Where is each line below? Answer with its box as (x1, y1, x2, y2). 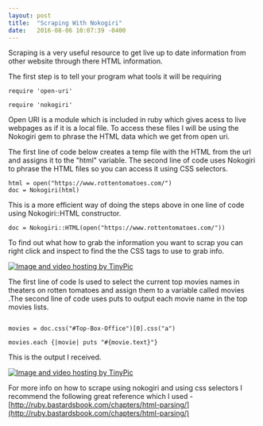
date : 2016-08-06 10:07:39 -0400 (8, 26, 126, 34)
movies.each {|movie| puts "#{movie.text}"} (8, 339, 158, 347)
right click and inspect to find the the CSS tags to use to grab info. (8, 247, 225, 256)
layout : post (8, 11, 52, 20)
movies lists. (8, 302, 49, 312)
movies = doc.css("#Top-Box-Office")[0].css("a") (8, 324, 176, 333)
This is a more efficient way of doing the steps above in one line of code (8, 200, 245, 210)
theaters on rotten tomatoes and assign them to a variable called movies (8, 286, 245, 295)
